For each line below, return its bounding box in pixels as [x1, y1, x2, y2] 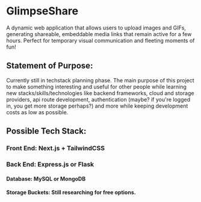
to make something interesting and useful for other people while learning [6, 83, 187, 90]
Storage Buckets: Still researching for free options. [6, 189, 137, 196]
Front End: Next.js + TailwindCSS [6, 144, 105, 153]
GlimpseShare [6, 4, 79, 18]
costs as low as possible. [6, 108, 69, 115]
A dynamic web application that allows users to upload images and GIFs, [6, 24, 187, 31]
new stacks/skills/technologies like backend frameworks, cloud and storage [6, 89, 194, 97]
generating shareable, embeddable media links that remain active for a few [6, 30, 192, 37]
